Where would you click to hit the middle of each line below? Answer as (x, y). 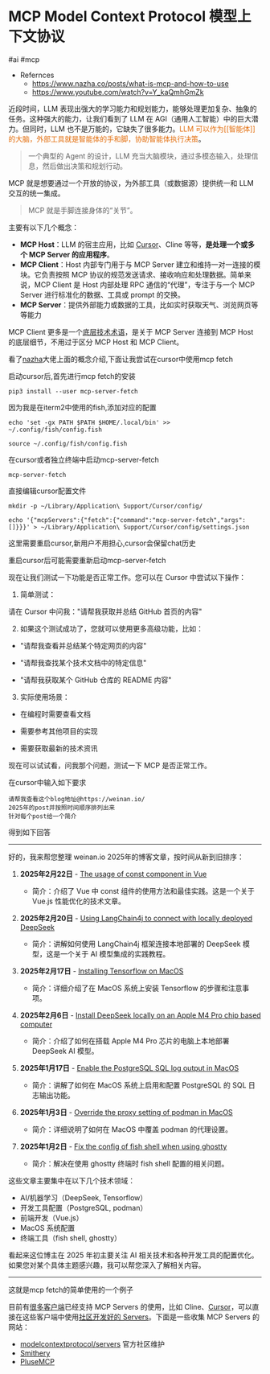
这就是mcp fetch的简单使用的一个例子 (71, 1290)
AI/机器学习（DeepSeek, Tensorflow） (84, 1197)
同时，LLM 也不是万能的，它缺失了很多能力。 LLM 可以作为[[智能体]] (142, 129)
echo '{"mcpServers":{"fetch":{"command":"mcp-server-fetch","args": (127, 520)
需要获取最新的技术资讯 (59, 748)
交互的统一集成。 (37, 193)
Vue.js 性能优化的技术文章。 (79, 901)
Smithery (35, 1353)
